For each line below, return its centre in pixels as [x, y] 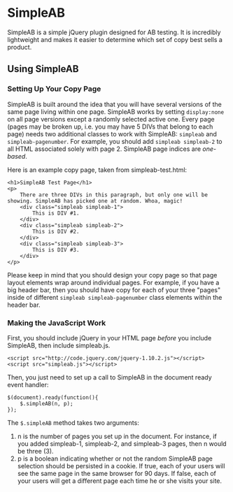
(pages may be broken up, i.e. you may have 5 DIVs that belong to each [110, 126]
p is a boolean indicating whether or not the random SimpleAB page [115, 458]
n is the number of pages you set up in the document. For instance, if [117, 436]
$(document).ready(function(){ [53, 397]
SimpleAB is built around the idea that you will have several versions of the [114, 104]
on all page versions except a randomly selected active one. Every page [111, 119]
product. [20, 47]
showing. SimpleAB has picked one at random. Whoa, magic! [95, 201]
